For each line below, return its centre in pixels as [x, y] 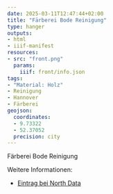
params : [25, 65]
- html [17, 40]
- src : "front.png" [35, 59]
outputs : [20, 33]
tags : [15, 78]
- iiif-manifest [31, 46]
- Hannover [23, 98]
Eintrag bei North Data [49, 183]
